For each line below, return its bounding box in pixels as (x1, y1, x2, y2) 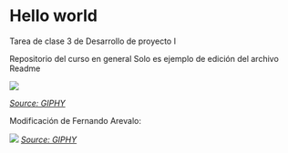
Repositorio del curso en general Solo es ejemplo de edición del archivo (9, 53, 280, 64)
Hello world (9, 5, 98, 26)
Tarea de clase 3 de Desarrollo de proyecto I (9, 36, 176, 46)
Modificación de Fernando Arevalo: (9, 115, 141, 126)
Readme (9, 63, 41, 74)
